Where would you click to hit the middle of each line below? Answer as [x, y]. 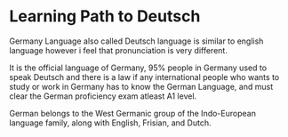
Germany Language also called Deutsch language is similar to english [136, 41]
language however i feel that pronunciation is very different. [119, 50]
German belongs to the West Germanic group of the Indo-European [132, 113]
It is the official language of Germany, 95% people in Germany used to [138, 68]
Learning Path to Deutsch [105, 16]
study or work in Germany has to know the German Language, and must [141, 86]
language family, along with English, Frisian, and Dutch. [110, 123]
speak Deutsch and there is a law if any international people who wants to [144, 77]
